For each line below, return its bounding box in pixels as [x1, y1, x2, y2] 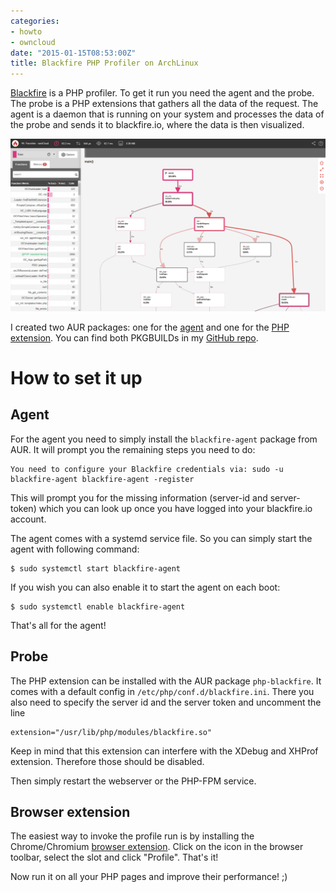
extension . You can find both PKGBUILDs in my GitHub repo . [10, 331, 259, 344]
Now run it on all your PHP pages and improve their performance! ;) [10, 871, 288, 883]
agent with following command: [10, 543, 140, 555]
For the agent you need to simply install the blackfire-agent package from [10, 433, 318, 445]
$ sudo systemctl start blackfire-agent [10, 563, 182, 574]
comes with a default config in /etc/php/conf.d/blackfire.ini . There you [10, 685, 315, 697]
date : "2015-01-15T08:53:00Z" [10, 48, 137, 58]
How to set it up [10, 366, 143, 389]
